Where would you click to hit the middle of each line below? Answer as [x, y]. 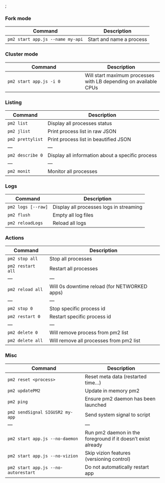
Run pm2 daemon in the [113, 432]
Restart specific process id [80, 317]
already [94, 445]
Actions [15, 238]
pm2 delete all [25, 341]
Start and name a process [117, 39]
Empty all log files [73, 215]
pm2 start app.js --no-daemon [43, 438]
